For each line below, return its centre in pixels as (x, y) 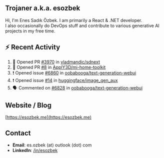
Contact (18, 133)
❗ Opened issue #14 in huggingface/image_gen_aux (65, 80)
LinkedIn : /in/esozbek (35, 150)
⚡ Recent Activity (33, 47)
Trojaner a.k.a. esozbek (43, 8)
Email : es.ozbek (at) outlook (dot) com (52, 145)
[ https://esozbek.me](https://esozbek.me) (48, 117)
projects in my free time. (30, 31)
